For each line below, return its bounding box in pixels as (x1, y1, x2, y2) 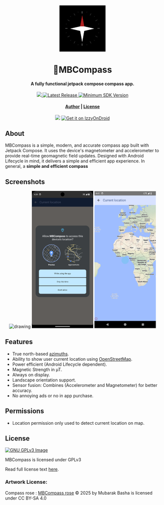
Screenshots (5, 178, 45, 186)
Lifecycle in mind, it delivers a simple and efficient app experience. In (5, 158, 145, 164)
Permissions (5, 407, 44, 415)
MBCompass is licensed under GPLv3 (5, 457, 82, 463)
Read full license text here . (5, 466, 59, 473)
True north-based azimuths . (12, 350, 69, 357)
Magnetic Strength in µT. (12, 366, 62, 372)
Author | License (65, 103, 100, 109)
